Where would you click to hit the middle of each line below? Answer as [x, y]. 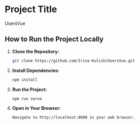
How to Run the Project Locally [54, 39]
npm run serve [27, 99]
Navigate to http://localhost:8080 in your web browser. [74, 117]
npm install [25, 79]
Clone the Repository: [36, 51]
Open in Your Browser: [37, 108]
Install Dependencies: [36, 70]
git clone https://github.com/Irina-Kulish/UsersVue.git [74, 61]
